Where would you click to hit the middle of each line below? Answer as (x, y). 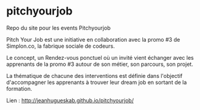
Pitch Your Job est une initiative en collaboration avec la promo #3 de (93, 39)
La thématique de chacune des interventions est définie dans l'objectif (95, 76)
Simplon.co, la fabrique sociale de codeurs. (61, 46)
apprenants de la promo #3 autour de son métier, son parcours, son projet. (100, 64)
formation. (19, 88)
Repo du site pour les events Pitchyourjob (58, 28)
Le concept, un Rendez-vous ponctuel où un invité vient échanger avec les (100, 57)
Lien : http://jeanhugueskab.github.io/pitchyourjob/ (70, 100)
